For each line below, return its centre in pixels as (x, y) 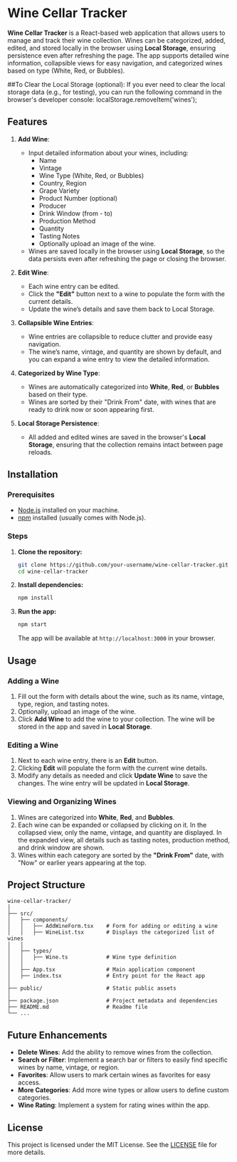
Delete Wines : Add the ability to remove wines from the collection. (115, 1052)
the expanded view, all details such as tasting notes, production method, (123, 840)
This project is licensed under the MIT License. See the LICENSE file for (112, 1144)
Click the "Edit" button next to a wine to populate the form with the (127, 294)
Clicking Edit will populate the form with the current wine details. (112, 768)
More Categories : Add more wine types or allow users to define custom (123, 1090)
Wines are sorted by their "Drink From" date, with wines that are (122, 402)
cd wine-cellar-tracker (53, 571)
